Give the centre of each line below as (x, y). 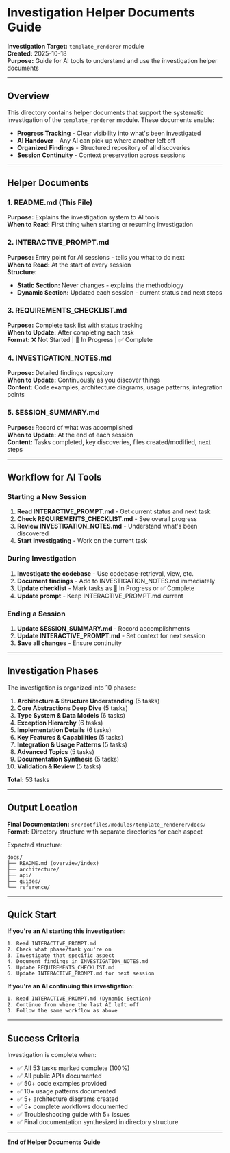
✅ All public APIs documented (59, 1076)
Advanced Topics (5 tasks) (55, 751)
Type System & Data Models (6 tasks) (71, 715)
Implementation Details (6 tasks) (64, 730)
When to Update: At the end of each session (70, 435)
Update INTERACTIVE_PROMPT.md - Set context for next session (111, 635)
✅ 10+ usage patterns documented (66, 1091)
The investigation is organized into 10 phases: (72, 688)
